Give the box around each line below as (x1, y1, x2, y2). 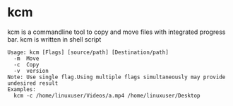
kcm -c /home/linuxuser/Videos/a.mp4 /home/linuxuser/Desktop (13, 92, 201, 99)
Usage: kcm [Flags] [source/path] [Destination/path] (7, 49, 169, 56)
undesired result (7, 79, 59, 87)
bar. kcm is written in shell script (7, 35, 102, 43)
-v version (13, 67, 49, 74)
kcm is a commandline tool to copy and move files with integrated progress (7, 28, 226, 36)
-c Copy (13, 61, 40, 68)
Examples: (7, 86, 37, 93)
